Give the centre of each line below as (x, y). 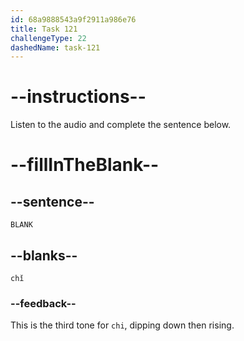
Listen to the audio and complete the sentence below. (121, 125)
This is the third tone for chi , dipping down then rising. (122, 325)
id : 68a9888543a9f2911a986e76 (73, 19)
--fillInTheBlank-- (85, 165)
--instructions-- (78, 97)
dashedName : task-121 (55, 47)
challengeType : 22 (48, 38)
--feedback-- (43, 303)
